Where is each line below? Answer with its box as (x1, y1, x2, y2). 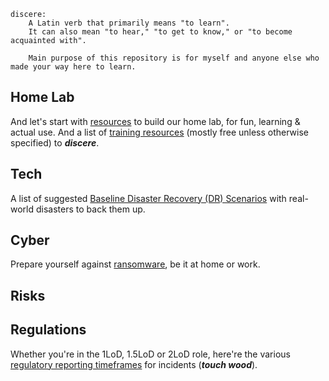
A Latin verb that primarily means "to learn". (28, 18, 230, 28)
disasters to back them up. (35, 203, 146, 215)
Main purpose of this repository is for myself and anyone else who (28, 53, 320, 63)
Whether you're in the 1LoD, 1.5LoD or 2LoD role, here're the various (10, 348, 291, 360)
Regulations (10, 321, 87, 339)
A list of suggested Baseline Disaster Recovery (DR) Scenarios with (10, 192, 287, 204)
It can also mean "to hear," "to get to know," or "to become (28, 27, 293, 37)
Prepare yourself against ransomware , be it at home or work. (10, 258, 261, 270)
